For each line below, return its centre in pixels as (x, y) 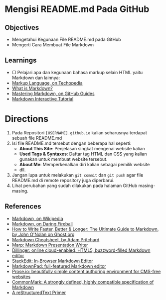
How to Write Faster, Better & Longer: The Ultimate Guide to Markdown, (85, 229)
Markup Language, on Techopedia (47, 83)
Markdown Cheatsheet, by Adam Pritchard (56, 239)
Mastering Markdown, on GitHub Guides (53, 94)
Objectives (22, 28)
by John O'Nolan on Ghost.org (43, 234)
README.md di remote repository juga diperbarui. (63, 180)
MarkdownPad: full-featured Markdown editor (59, 266)
